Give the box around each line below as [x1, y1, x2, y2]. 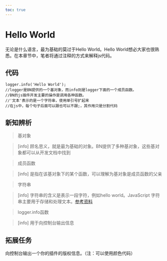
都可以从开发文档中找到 [22, 150, 71, 156]
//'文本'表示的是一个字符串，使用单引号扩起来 [5, 98, 90, 103]
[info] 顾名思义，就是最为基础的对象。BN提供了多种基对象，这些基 [17, 144, 155, 150]
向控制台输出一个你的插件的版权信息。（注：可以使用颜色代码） [5, 250, 135, 256]
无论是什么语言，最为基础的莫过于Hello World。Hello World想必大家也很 [5, 46, 155, 52]
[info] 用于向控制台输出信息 [17, 220, 74, 226]
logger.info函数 [17, 209, 49, 215]
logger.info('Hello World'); [5, 82, 66, 87]
